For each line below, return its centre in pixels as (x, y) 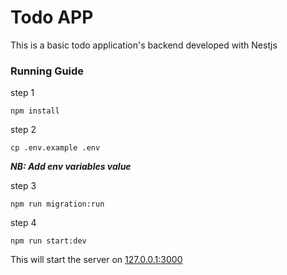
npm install (35, 111)
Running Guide (47, 71)
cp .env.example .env (55, 148)
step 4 (23, 223)
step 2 (23, 130)
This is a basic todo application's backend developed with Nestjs (144, 45)
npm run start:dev (48, 241)
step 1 (22, 93)
